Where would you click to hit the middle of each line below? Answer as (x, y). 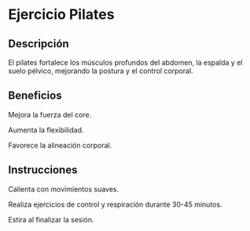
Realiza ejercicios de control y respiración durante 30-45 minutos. (115, 204)
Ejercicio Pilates (61, 15)
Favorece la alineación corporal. (60, 145)
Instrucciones (43, 170)
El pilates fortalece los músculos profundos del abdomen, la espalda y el (125, 62)
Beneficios (35, 96)
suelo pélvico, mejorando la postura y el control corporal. (101, 71)
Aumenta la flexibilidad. (46, 130)
